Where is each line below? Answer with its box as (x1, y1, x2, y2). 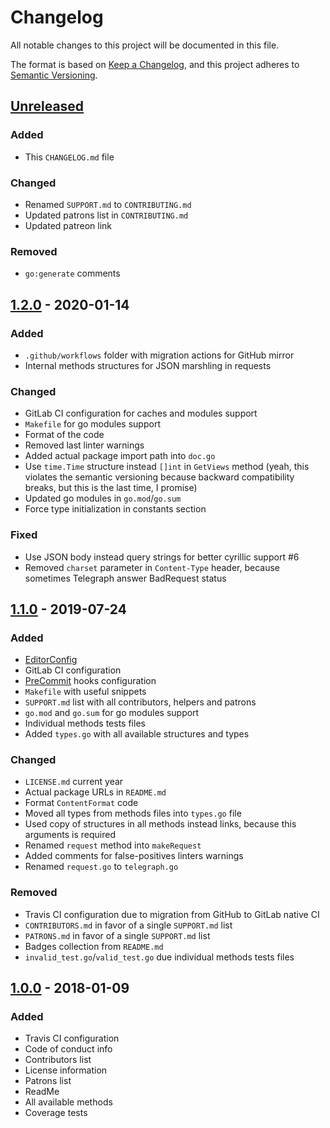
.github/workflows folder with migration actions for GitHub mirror (24, 349, 295, 361)
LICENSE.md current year (24, 776, 124, 788)
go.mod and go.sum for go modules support (24, 707, 200, 719)
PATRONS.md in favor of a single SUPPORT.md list (24, 929, 211, 941)
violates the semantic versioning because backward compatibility (24, 471, 295, 483)
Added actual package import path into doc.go (24, 450, 216, 462)
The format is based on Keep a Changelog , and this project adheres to (10, 58, 300, 70)
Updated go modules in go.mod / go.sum (24, 492, 182, 505)
